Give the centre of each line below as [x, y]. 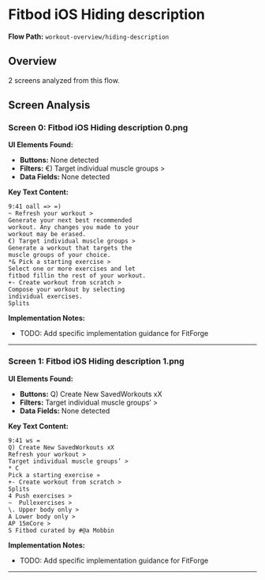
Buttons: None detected [59, 160]
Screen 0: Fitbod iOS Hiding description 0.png [98, 128]
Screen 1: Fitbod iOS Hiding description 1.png [96, 361]
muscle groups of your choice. [60, 255]
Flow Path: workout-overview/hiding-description [89, 36]
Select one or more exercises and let [72, 269]
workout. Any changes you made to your [74, 228]
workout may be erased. [47, 235]
